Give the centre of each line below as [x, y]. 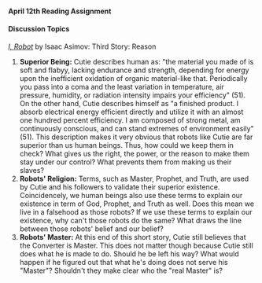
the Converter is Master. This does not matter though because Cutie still [136, 245]
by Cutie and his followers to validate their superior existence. [120, 187]
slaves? [32, 170]
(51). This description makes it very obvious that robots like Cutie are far [136, 137]
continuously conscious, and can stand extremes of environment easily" [137, 128]
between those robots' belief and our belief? [91, 229]
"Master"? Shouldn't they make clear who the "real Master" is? [121, 270]
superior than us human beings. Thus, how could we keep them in [127, 145]
